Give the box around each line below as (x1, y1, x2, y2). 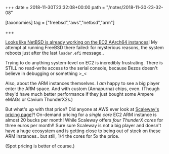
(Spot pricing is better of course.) (5, 143, 75, 149)
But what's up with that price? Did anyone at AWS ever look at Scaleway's (5, 106, 159, 112)
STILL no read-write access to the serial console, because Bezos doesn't (5, 65, 158, 71)
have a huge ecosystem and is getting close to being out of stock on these (5, 128, 161, 134)
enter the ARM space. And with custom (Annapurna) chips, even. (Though (5, 86, 160, 92)
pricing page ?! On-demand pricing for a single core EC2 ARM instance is (5, 111, 157, 118)
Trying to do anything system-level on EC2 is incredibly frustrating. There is (5, 60, 163, 65)
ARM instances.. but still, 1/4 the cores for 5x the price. (5, 133, 120, 139)
